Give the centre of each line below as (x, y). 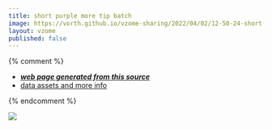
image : (19, 23)
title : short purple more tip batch (70, 16)
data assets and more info (64, 85)
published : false (38, 38)
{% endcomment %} (42, 101)
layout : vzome (32, 31)
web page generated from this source (85, 77)
